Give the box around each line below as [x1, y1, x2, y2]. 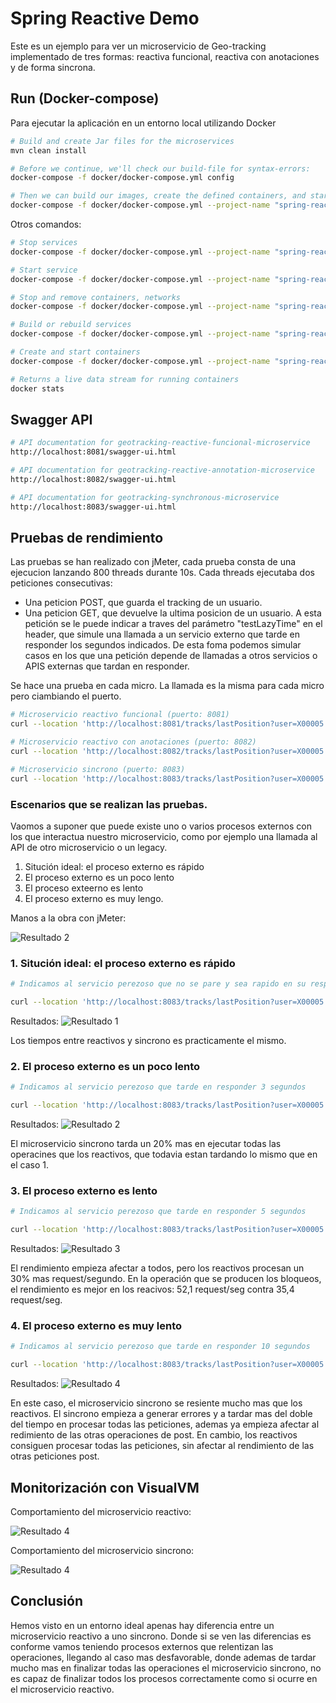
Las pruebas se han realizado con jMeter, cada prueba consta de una [10, 556, 297, 568]
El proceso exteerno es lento [24, 882, 144, 894]
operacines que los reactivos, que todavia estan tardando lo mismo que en [10, 1148, 318, 1161]
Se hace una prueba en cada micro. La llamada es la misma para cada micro [10, 680, 325, 692]
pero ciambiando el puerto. [10, 690, 122, 702]
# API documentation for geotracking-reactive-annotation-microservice [10, 465, 315, 476]
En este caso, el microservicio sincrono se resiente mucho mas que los [10, 1397, 303, 1409]
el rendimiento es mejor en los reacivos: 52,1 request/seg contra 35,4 [10, 1283, 295, 1296]
